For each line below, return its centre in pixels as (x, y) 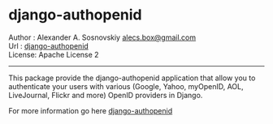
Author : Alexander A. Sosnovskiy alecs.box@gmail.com (102, 37)
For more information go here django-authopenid (91, 110)
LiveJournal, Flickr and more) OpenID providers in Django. (106, 95)
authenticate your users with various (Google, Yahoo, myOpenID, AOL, (126, 86)
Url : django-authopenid (49, 45)
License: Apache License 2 (54, 54)
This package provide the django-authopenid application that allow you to (132, 78)
